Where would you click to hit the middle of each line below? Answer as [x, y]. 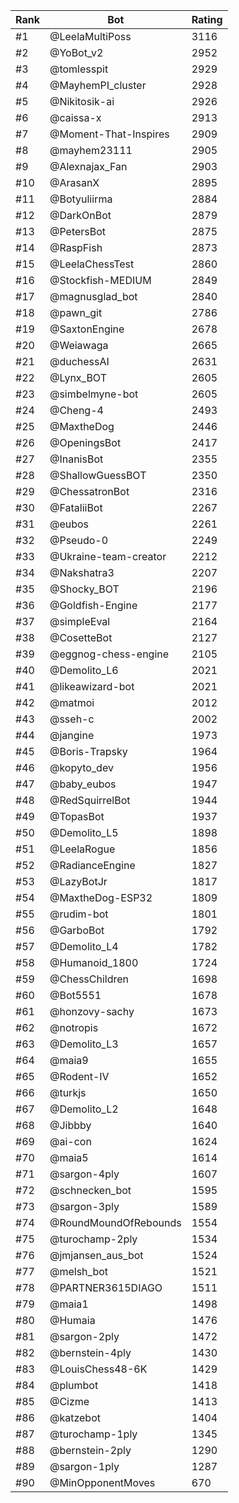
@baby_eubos [83, 784]
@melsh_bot [79, 1271]
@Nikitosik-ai [82, 101]
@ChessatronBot [89, 491]
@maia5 [69, 1157]
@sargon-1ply [84, 1466]
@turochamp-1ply [93, 1434]
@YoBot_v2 [76, 52]
